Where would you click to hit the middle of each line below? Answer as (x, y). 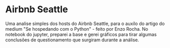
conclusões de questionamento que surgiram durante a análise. (72, 40)
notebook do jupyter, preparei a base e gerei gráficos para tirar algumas (81, 34)
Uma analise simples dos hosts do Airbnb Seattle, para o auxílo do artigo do (85, 23)
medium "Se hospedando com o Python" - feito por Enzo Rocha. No (77, 29)
